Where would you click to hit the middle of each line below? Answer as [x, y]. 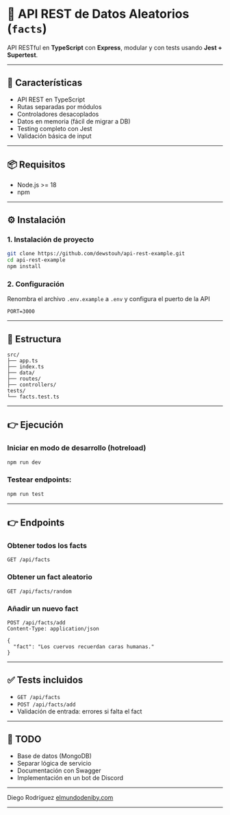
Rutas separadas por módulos [59, 106]
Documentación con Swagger [59, 770]
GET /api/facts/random [39, 591]
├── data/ [21, 373]
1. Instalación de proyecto [51, 239]
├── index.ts [26, 366]
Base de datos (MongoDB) [54, 756]
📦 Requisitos [36, 165]
